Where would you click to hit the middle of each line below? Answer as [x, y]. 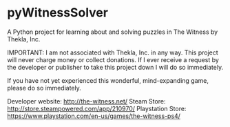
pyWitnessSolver [58, 13]
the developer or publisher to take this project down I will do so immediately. [115, 67]
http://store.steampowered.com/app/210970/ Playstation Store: [97, 108]
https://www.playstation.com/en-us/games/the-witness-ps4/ [94, 116]
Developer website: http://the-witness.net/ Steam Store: [86, 101]
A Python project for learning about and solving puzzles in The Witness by [113, 32]
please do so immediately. [44, 88]
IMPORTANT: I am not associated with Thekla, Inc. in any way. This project [113, 52]
